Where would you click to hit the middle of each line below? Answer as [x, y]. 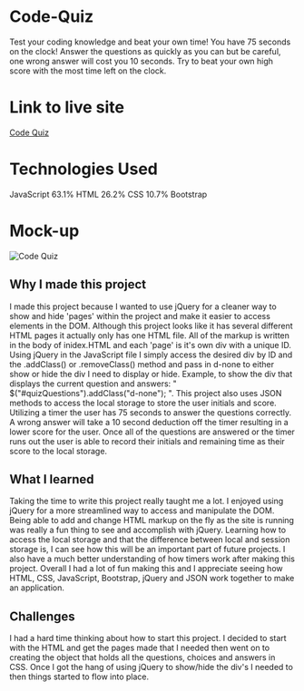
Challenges [42, 616]
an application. [37, 588]
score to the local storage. [58, 451]
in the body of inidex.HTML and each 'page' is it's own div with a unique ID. [151, 345]
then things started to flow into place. [79, 676]
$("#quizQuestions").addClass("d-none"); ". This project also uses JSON [146, 393]
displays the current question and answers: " [93, 384]
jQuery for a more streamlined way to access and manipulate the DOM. [142, 511]
